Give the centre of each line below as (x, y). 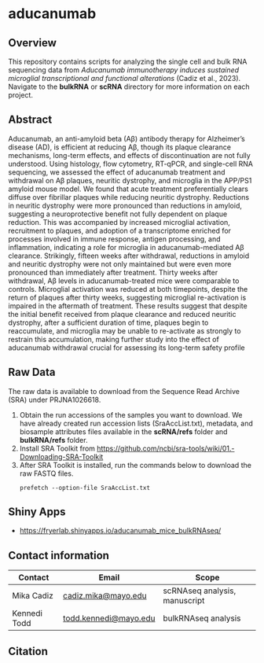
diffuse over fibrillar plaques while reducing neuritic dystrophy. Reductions (129, 197)
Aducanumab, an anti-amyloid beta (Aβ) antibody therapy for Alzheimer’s (126, 138)
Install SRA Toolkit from (57, 448)
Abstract (30, 120)
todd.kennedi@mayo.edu (109, 618)
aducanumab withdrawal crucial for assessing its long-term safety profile (126, 348)
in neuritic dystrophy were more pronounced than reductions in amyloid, (125, 205)
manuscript (184, 601)
